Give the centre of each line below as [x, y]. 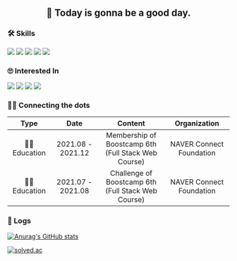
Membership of [131, 135]
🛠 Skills [21, 34]
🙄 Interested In [33, 71]
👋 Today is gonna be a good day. [119, 13]
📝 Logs [19, 221]
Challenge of [132, 174]
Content [132, 123]
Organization [197, 123]
